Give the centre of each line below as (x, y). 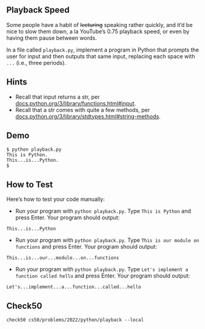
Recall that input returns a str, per (57, 97)
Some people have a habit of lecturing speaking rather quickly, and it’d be (100, 25)
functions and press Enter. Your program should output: (86, 247)
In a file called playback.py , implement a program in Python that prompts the (103, 50)
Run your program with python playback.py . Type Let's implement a (102, 270)
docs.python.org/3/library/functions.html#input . (75, 103)
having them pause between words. (52, 38)
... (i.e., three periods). (36, 62)
